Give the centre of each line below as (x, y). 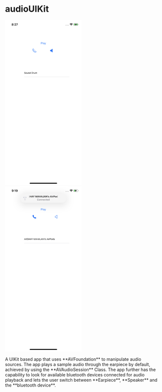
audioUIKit (27, 9)
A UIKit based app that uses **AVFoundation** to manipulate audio (73, 359)
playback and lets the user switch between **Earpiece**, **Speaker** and (81, 380)
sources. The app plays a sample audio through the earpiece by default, (78, 365)
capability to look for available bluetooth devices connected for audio (75, 375)
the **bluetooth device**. (31, 385)
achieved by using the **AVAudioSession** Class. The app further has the (81, 370)
